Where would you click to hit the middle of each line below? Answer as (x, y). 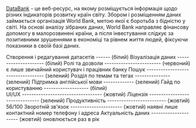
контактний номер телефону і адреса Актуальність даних (78, 113)
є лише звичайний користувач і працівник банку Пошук (76, 69)
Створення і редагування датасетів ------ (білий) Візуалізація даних (91, 57)
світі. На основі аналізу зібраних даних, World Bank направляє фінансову (97, 27)
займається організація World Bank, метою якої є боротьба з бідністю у (96, 21)
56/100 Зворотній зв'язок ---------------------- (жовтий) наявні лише (92, 107)
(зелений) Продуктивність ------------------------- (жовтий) (115, 101)
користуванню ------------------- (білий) (56, 88)
